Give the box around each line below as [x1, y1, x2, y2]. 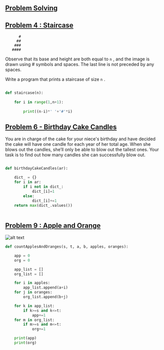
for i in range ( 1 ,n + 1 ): [14, 99, 64, 104]
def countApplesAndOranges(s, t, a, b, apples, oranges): [5, 244, 128, 249]
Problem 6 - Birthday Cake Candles [5, 122, 117, 131]
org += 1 [31, 327, 46, 332]
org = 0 [14, 258, 30, 263]
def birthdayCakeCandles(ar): [5, 166, 68, 171]
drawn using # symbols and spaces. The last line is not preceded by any [5, 61, 154, 67]
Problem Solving [5, 4, 58, 12]
